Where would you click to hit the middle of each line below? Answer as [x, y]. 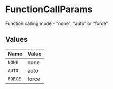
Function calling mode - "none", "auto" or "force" [57, 23]
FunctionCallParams [49, 9]
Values [17, 39]
